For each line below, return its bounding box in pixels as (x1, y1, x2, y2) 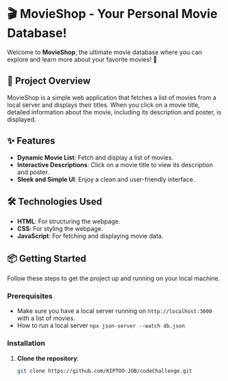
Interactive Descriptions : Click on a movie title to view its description (16, 160, 214, 169)
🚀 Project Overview (7, 75, 91, 87)
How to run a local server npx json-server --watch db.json (16, 321, 186, 330)
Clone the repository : (16, 354, 79, 362)
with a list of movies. (16, 314, 75, 323)
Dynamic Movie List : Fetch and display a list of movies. (16, 153, 174, 162)
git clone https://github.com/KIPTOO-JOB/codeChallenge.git (16, 367, 192, 374)
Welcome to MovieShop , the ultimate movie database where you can (7, 48, 203, 56)
